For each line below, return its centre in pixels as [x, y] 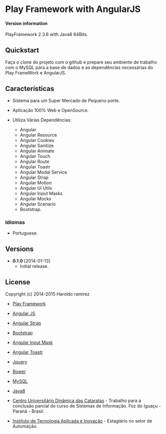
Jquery [20, 361]
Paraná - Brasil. [28, 411]
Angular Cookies [37, 140]
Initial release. [34, 266]
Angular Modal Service [43, 172]
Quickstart [22, 50]
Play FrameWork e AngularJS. [36, 73]
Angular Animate [37, 151]
